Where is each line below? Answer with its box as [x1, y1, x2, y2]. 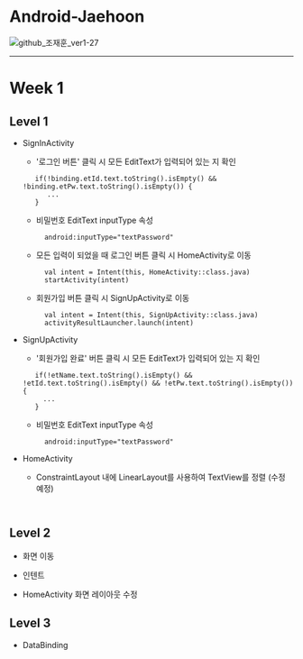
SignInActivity [22, 137, 75, 148]
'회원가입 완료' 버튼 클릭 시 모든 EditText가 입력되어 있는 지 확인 [35, 352, 261, 363]
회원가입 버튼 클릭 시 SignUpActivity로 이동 [35, 292, 190, 303]
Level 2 [9, 526, 51, 541]
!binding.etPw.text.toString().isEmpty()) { [22, 182, 193, 191]
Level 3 [9, 616, 51, 631]
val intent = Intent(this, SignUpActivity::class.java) [43, 310, 259, 319]
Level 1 [9, 114, 49, 129]
